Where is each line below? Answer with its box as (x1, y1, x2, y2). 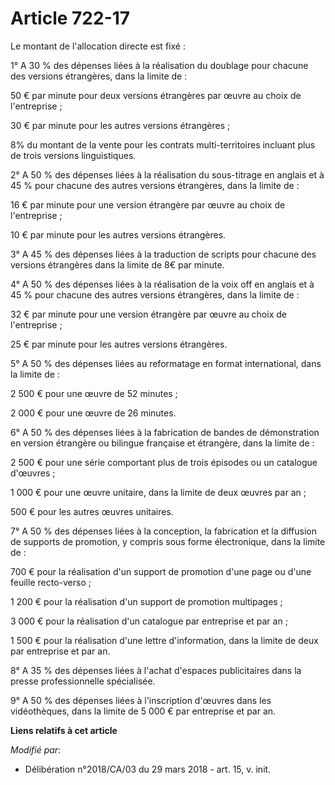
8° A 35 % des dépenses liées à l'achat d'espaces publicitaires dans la (10, 664, 302, 676)
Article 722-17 (10, 7, 131, 30)
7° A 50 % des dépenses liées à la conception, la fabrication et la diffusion (10, 525, 318, 537)
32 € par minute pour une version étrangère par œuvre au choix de (10, 308, 287, 320)
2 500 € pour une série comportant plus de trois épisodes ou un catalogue (10, 456, 318, 468)
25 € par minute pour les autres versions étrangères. (10, 338, 228, 350)
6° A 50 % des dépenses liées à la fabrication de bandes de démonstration (10, 426, 320, 438)
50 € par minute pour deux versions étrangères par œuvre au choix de (10, 89, 302, 101)
